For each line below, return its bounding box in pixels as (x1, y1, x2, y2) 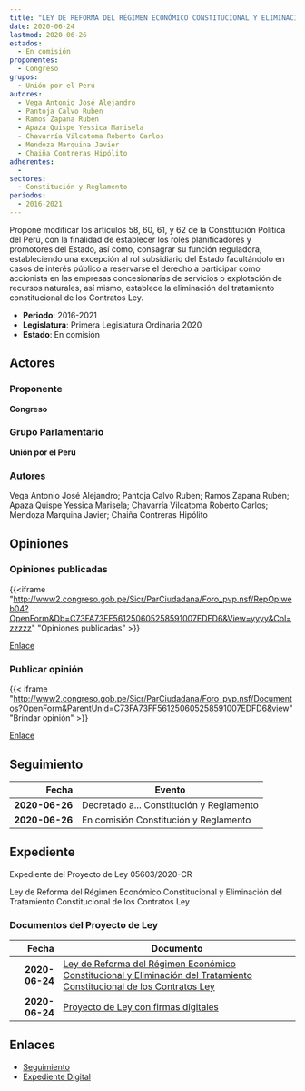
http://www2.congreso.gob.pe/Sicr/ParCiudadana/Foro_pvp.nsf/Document (13, 693, 293, 704)
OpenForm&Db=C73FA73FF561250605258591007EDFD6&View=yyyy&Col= (9, 612, 292, 623)
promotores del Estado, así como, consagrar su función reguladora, (9, 243, 262, 255)
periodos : (9, 191, 47, 200)
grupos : (9, 73, 39, 82)
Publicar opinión (9, 662, 84, 675)
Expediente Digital (22, 1071, 91, 1082)
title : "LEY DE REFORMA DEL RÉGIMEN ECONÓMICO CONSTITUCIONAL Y (9, 13, 258, 23)
